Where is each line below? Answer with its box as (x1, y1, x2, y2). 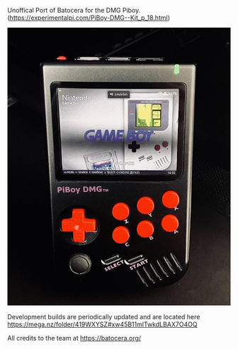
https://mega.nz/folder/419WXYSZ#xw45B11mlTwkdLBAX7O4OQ (7, 320, 198, 328)
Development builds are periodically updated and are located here (7, 312, 200, 321)
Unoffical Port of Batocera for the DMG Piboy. (7, 6, 141, 14)
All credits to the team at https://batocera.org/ (7, 333, 142, 342)
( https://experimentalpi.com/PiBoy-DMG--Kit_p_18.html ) (7, 13, 170, 22)
